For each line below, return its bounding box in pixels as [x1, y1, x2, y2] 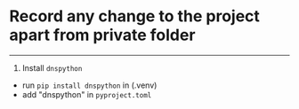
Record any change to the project [9, 6, 261, 27]
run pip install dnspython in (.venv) [21, 80, 158, 90]
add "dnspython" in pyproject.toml [21, 89, 152, 99]
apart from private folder [9, 25, 196, 45]
